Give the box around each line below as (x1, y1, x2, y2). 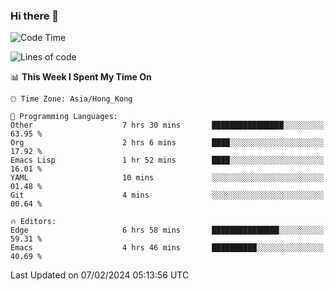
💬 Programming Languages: (10, 112, 118, 122)
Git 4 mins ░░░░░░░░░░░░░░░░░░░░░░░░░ (10, 190, 325, 201)
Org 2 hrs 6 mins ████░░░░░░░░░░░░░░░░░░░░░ (10, 138, 325, 148)
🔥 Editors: (10, 217, 57, 227)
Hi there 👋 (10, 9, 60, 23)
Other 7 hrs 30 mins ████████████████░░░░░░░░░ (10, 120, 325, 131)
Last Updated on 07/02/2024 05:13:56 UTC (10, 269, 190, 281)
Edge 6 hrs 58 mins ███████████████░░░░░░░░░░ (10, 225, 325, 236)
